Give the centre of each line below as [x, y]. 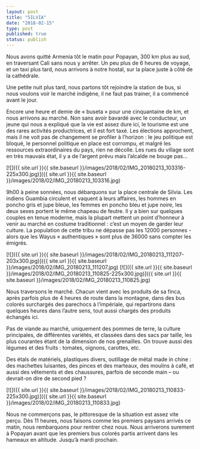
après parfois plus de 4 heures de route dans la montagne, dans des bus [96, 298]
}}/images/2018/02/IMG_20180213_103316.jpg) [63, 180]
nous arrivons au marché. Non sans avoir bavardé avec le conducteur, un [96, 118]
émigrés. [17, 243]
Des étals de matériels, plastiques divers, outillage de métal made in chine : [99, 359]
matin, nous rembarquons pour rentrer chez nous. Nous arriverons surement [100, 427]
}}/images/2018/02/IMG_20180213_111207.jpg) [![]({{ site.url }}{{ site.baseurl [99, 267]
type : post [20, 28]
